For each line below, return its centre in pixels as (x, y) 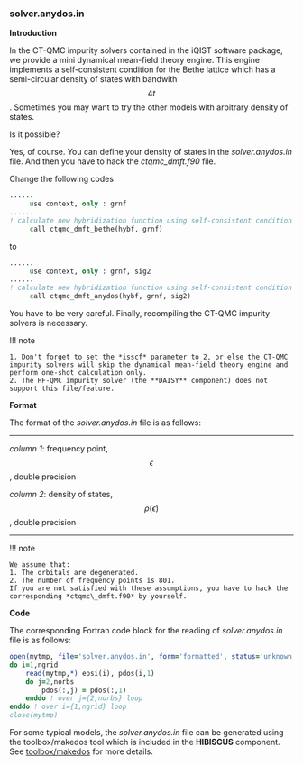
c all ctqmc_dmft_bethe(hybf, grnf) (96, 229)
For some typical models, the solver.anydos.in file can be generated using (147, 733)
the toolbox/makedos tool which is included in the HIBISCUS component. (145, 742)
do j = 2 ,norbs (50, 682)
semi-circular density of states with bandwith (93, 79)
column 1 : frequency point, (59, 449)
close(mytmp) (34, 715)
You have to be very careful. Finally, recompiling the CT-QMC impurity (140, 314)
